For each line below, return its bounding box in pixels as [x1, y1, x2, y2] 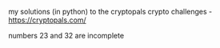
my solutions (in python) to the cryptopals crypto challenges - [8, 7, 213, 16]
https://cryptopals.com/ [8, 15, 86, 25]
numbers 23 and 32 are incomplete [8, 31, 125, 40]
